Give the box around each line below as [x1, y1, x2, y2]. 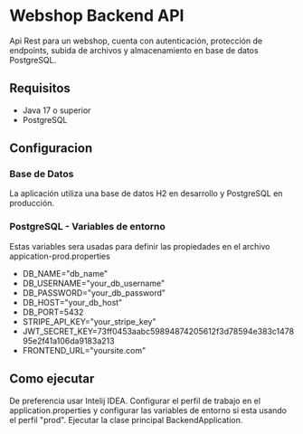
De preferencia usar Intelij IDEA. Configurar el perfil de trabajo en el [9, 395, 260, 406]
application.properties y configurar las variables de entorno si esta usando [9, 404, 288, 416]
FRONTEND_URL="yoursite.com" [22, 344, 147, 355]
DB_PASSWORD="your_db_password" [22, 287, 166, 298]
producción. [9, 198, 54, 209]
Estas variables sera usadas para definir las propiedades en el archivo [9, 241, 270, 251]
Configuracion [9, 141, 93, 156]
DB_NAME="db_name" [22, 268, 109, 278]
